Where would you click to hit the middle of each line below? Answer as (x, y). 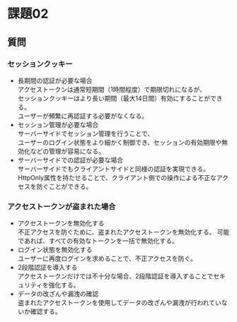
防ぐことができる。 (64, 186)
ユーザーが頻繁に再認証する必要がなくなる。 (83, 116)
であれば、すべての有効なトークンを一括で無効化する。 (98, 241)
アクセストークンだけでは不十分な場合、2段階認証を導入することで (115, 276)
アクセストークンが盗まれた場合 (62, 206)
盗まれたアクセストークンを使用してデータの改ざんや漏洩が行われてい (119, 303)
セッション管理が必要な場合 (58, 124)
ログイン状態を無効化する (55, 250)
